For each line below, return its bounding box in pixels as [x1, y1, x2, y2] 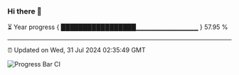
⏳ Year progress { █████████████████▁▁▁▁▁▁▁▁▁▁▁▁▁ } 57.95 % [7, 23, 228, 31]
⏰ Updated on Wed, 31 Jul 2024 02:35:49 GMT [7, 46, 146, 54]
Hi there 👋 [7, 6, 43, 16]
